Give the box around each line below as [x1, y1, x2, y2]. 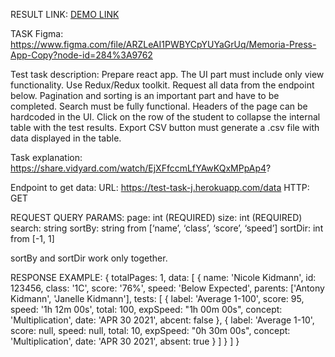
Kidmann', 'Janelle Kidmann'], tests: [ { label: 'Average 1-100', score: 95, [10, 293, 305, 304]
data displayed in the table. [10, 132, 122, 144]
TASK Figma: [10, 28, 64, 39]
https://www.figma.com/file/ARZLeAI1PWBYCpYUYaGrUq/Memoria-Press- [10, 39, 317, 50]
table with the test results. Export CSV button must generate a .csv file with [10, 122, 320, 133]
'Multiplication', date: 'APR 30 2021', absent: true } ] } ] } [10, 335, 240, 347]
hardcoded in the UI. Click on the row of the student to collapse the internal [10, 111, 321, 123]
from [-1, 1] [10, 233, 55, 244]
